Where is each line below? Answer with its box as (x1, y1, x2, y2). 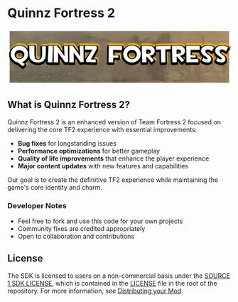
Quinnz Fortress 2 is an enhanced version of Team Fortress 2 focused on (7, 117, 222, 126)
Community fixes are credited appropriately (17, 225, 146, 233)
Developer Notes (7, 200, 67, 210)
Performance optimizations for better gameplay (17, 146, 161, 155)
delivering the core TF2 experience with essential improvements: (7, 125, 198, 134)
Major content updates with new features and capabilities (17, 161, 189, 170)
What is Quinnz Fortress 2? (7, 99, 130, 111)
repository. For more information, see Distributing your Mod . (7, 286, 183, 295)
